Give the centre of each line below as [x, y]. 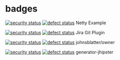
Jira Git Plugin [90, 32]
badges [21, 9]
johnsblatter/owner [95, 42]
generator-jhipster [94, 52]
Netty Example [91, 23]
